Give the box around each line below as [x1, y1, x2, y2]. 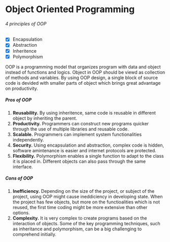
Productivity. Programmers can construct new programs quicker [12, 120, 149, 126]
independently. [12, 136, 44, 143]
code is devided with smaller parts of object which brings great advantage [5, 80, 161, 86]
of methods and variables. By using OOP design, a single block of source [5, 75, 158, 81]
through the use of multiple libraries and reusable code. [12, 126, 129, 132]
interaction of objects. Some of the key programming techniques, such [12, 220, 161, 226]
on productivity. [5, 85, 38, 91]
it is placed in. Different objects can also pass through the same [12, 158, 146, 164]
